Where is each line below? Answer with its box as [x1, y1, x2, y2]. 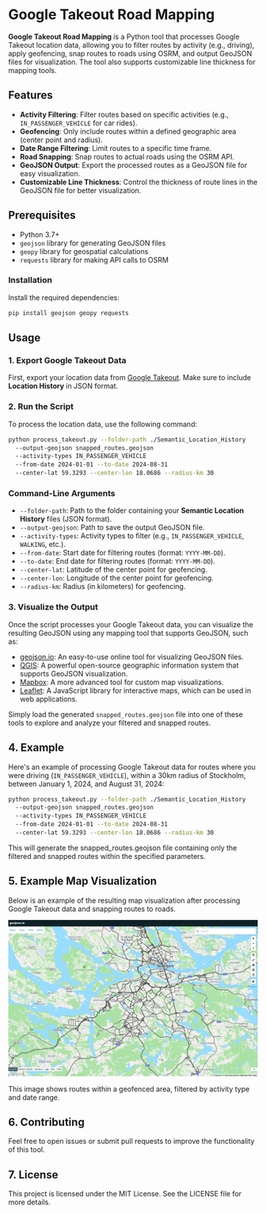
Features [8, 89, 53, 102]
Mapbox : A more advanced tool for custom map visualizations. [19, 677, 224, 687]
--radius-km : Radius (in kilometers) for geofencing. [19, 582, 186, 591]
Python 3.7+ [19, 229, 60, 239]
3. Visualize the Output [8, 602, 99, 613]
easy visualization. [19, 168, 81, 178]
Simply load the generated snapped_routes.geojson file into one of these [8, 709, 243, 719]
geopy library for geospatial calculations [19, 246, 149, 256]
